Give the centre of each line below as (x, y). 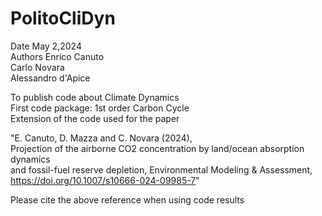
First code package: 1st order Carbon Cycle (100, 108)
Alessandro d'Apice (50, 78)
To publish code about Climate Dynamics (95, 97)
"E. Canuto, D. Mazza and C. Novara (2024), (101, 138)
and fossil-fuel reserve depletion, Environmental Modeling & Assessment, (161, 169)
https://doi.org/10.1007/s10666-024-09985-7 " (105, 180)
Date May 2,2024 (46, 46)
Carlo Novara (37, 67)
